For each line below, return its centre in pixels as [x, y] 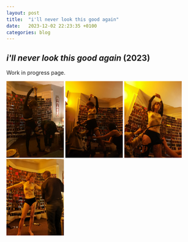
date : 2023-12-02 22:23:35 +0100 [52, 26]
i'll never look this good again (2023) [78, 58]
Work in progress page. [36, 73]
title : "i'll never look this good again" [63, 19]
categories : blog [28, 32]
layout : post [23, 13]
